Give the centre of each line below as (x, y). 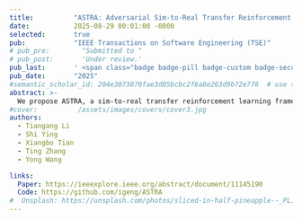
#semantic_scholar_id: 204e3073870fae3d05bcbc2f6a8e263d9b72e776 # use (148, 84)
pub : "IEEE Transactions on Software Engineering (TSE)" (140, 43)
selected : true (50, 34)
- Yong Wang (40, 159)
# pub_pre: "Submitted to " (76, 51)
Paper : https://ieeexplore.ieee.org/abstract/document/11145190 (140, 184)
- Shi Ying (38, 135)
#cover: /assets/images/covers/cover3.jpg (108, 109)
